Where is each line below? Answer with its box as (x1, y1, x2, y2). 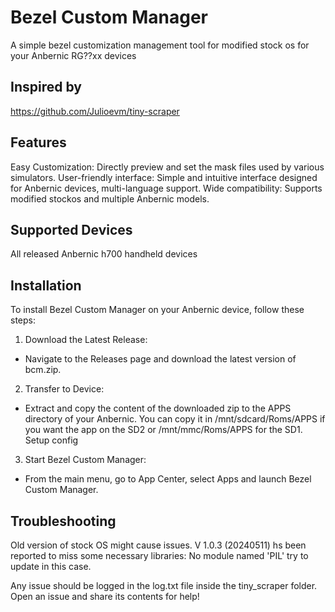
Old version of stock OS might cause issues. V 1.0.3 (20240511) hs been (10, 539, 307, 551)
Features (10, 134, 67, 151)
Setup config (24, 434, 79, 446)
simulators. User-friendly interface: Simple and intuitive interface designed (10, 171, 318, 183)
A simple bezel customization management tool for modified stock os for (10, 39, 310, 51)
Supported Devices (10, 221, 133, 238)
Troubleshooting (10, 512, 117, 530)
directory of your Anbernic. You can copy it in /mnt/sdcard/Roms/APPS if (24, 413, 326, 425)
